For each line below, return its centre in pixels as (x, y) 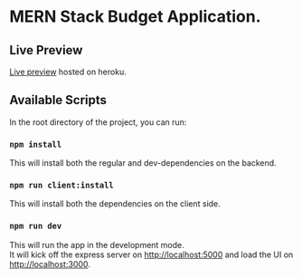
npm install (36, 144)
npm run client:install (62, 186)
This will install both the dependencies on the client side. (115, 204)
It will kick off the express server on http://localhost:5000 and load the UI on (151, 254)
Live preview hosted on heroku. (68, 72)
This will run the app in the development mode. (97, 244)
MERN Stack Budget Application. (135, 17)
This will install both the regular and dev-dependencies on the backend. (143, 163)
